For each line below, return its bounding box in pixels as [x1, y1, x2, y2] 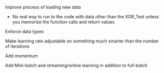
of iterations [5, 43, 30, 49]
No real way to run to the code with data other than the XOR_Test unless [12, 14, 159, 19]
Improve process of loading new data [5, 4, 81, 10]
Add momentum [5, 53, 38, 59]
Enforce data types [5, 29, 44, 34]
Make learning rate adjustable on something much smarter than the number [5, 38, 159, 44]
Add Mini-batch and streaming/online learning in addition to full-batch [5, 63, 148, 68]
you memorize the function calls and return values [12, 19, 115, 25]
